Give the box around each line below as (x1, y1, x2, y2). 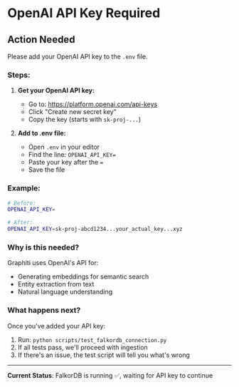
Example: (7, 183, 41, 193)
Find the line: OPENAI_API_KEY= (28, 150, 116, 159)
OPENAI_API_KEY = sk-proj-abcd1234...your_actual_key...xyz (7, 226, 183, 233)
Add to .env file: (17, 129, 66, 138)
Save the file (28, 165, 65, 174)
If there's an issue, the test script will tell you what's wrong (17, 351, 191, 359)
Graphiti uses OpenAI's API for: (7, 259, 99, 267)
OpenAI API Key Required (7, 5, 161, 21)
